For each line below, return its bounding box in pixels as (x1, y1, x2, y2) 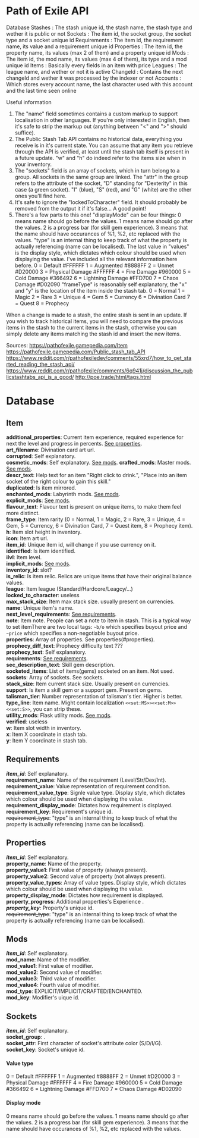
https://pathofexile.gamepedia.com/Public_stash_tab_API (6, 348, 146, 355)
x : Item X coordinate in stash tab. (6, 731, 87, 738)
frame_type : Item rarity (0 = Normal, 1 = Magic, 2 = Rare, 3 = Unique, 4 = (6, 516, 186, 523)
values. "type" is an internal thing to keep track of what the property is (14, 236, 187, 243)
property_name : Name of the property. (6, 860, 102, 867)
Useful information (6, 98, 52, 105)
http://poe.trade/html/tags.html (75, 373, 151, 380)
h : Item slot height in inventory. (6, 528, 82, 535)
